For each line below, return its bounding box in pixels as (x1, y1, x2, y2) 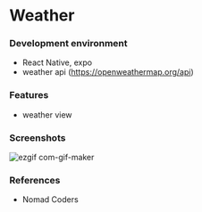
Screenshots (9, 131, 66, 143)
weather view (21, 109, 73, 120)
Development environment (9, 37, 128, 50)
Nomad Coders (21, 194, 79, 205)
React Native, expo (21, 57, 92, 68)
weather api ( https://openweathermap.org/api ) (21, 67, 194, 77)
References (9, 175, 61, 186)
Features (9, 89, 49, 102)
